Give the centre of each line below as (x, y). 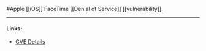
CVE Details (30, 42)
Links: (14, 28)
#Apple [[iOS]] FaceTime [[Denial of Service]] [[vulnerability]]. (85, 9)
